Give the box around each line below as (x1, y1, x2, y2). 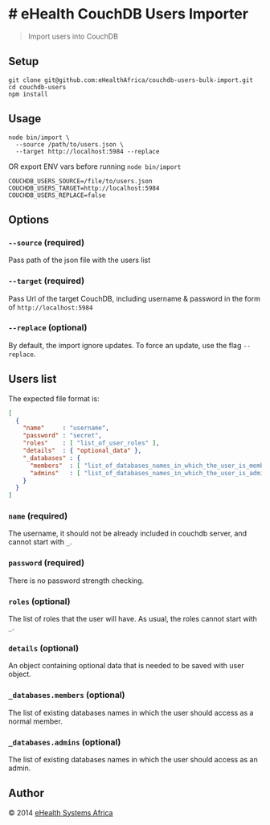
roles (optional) (8, 596, 71, 607)
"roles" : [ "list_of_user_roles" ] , (22, 439, 160, 447)
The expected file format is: (8, 393, 100, 403)
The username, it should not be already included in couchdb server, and (8, 528, 247, 539)
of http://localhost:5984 (8, 302, 93, 312)
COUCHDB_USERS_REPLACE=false (8, 191, 106, 199)
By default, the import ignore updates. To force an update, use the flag (8, 340, 242, 350)
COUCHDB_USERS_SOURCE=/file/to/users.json (8, 177, 153, 185)
